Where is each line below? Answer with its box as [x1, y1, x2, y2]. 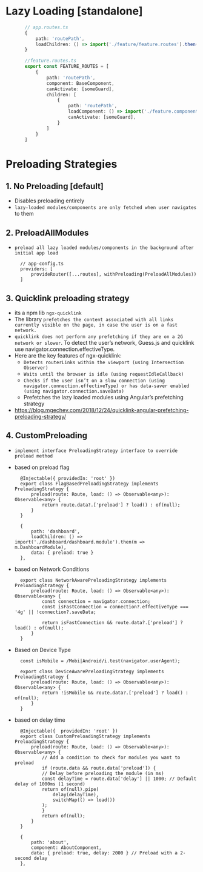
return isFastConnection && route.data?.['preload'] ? [41, 619, 183, 625]
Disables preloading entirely [14, 197, 85, 204]
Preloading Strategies [5, 157, 118, 171]
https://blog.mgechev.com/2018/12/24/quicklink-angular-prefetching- [14, 407, 189, 414]
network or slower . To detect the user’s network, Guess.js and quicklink [14, 339, 195, 347]
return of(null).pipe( [41, 786, 99, 792]
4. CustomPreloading [5, 430, 88, 441]
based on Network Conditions [14, 565, 90, 573]
